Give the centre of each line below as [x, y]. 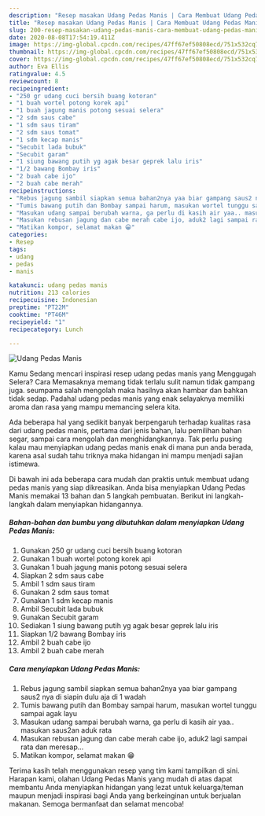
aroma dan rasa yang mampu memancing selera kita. [95, 407]
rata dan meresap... [52, 747]
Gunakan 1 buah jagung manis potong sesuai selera [104, 568]
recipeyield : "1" [37, 322]
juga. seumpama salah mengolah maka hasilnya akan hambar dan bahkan [129, 391]
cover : [20, 60]
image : [20, 45]
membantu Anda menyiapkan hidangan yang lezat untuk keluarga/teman [127, 788]
